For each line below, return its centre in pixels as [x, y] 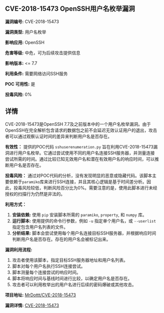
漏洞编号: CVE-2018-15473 [32, 22]
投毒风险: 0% [19, 94]
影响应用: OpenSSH [25, 42]
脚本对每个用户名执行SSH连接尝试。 [49, 266]
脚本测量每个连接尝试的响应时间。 [46, 272]
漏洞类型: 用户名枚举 [26, 32]
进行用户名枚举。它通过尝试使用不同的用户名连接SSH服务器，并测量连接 [82, 153]
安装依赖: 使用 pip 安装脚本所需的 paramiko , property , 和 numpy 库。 [79, 215]
